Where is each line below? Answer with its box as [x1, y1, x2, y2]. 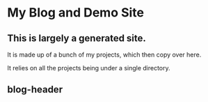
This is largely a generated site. [7, 32, 146, 44]
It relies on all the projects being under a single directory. [7, 64, 170, 72]
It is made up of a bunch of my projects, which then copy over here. [7, 50, 202, 59]
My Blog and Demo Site [7, 5, 145, 21]
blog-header [7, 84, 63, 96]
